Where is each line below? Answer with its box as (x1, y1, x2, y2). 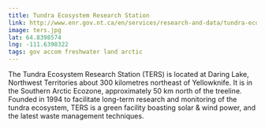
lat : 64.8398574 (8, 33, 62, 42)
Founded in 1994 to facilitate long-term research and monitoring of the (8, 95, 237, 104)
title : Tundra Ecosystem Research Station (8, 11, 150, 20)
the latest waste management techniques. (8, 112, 144, 120)
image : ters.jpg (8, 26, 62, 34)
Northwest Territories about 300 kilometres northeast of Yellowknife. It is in (8, 78, 253, 87)
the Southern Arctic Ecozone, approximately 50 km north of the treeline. (8, 86, 242, 95)
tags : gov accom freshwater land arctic (8, 48, 144, 56)
